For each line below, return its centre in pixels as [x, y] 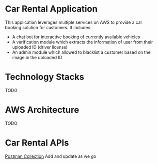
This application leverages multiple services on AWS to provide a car [74, 22]
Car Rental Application [51, 9]
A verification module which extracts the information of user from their [82, 42]
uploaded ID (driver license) [40, 47]
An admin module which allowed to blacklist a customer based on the [81, 52]
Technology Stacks [45, 77]
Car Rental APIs [37, 143]
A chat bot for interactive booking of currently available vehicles [76, 37]
